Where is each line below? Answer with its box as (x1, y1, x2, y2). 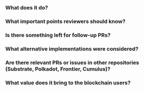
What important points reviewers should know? (5, 17, 126, 25)
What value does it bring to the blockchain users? (5, 79, 131, 86)
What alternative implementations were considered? (5, 45, 139, 52)
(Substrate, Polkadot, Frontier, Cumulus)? (5, 65, 111, 73)
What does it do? (5, 4, 49, 11)
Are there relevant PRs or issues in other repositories (5, 59, 139, 66)
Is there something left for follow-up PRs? (5, 31, 111, 38)
